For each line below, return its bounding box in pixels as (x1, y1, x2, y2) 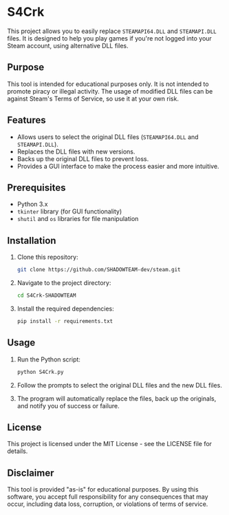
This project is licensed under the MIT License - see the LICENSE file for (7, 440, 212, 448)
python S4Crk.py (17, 368, 64, 375)
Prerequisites (7, 182, 66, 193)
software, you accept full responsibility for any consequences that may (7, 493, 208, 501)
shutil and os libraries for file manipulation (17, 215, 139, 223)
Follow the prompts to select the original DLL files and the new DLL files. (17, 381, 222, 389)
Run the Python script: (17, 355, 81, 364)
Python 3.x (17, 200, 48, 209)
